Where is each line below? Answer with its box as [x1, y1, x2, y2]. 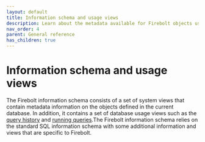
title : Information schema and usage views [6, 15, 119, 21]
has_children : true [6, 37, 56, 43]
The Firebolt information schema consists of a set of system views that [6, 96, 185, 104]
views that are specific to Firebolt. [6, 129, 92, 136]
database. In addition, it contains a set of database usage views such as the [6, 109, 197, 116]
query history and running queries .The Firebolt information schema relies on [6, 116, 198, 123]
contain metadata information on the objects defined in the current [6, 103, 174, 110]
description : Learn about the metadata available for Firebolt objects [6, 20, 192, 26]
